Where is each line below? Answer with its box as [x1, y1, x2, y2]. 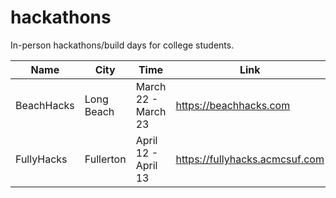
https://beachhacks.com [175, 98, 291, 112]
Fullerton [84, 152, 127, 166]
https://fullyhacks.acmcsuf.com [175, 152, 325, 166]
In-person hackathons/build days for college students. [10, 39, 235, 51]
